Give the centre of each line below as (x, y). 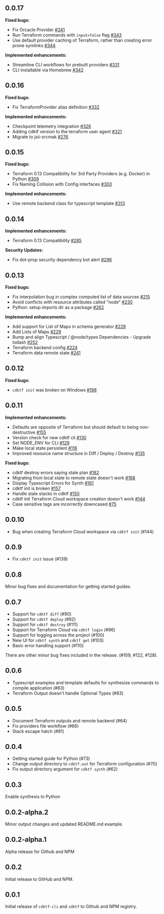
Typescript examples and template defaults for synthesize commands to (85, 682)
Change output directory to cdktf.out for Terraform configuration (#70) (85, 764)
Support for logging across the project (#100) (58, 635)
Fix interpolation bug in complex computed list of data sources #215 (81, 297)
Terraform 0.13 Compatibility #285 (47, 241)
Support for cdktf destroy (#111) (45, 624)
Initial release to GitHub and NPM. (39, 879)
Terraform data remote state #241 (46, 353)
